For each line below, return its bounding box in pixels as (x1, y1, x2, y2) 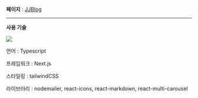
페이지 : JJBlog (6, 6, 42, 12)
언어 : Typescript (6, 47, 46, 54)
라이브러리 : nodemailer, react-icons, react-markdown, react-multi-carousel (6, 85, 188, 92)
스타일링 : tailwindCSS (6, 73, 59, 79)
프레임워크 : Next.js (6, 60, 52, 67)
